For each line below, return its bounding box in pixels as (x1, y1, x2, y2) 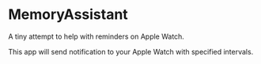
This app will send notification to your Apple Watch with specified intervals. (8, 47, 254, 56)
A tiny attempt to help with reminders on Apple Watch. (8, 32, 184, 41)
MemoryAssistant (8, 6, 128, 24)
